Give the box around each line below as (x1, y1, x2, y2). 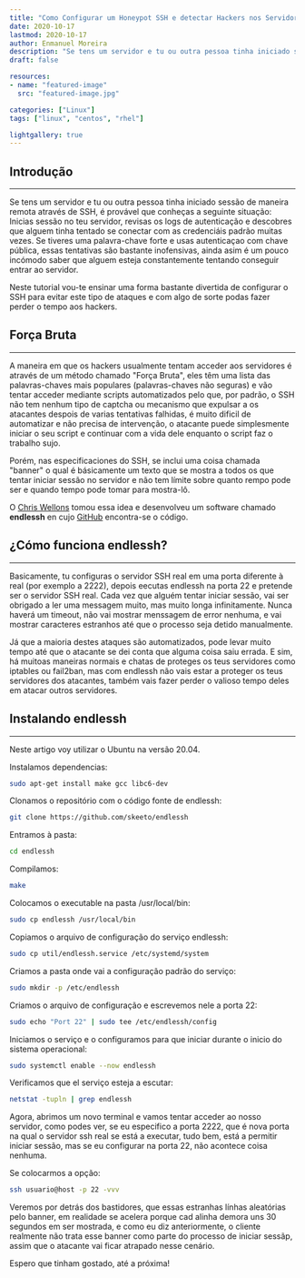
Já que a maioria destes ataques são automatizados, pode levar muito (9, 636, 271, 647)
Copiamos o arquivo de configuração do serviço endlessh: (9, 931, 229, 942)
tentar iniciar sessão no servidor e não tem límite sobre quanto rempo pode (9, 474, 291, 485)
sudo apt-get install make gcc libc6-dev (9, 779, 169, 788)
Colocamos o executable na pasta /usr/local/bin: (9, 898, 191, 908)
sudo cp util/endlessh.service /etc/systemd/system (9, 949, 209, 958)
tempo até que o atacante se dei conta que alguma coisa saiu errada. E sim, (9, 646, 293, 657)
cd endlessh (9, 847, 54, 856)
